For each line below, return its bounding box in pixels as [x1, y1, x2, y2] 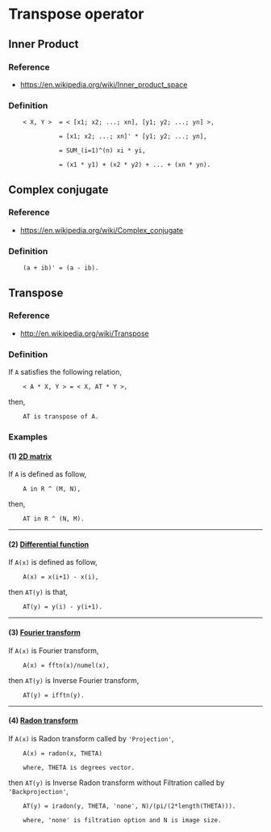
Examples [8, 431, 48, 443]
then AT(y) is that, [8, 588, 69, 597]
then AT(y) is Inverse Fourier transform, [8, 675, 140, 685]
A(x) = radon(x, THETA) [23, 749, 103, 758]
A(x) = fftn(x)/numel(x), [23, 661, 110, 669]
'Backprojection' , [8, 786, 69, 796]
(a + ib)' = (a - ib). [23, 264, 99, 272]
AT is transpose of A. [23, 413, 99, 421]
